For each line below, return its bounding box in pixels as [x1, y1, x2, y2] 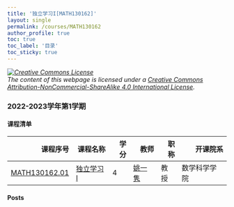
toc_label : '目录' [7, 42, 58, 49]
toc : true [7, 36, 36, 43]
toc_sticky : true [7, 49, 58, 56]
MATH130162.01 [10, 168, 70, 177]
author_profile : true [7, 29, 70, 37]
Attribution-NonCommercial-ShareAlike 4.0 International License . [7, 83, 195, 91]
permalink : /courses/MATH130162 [7, 23, 101, 30]
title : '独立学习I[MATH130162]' [7, 10, 97, 17]
